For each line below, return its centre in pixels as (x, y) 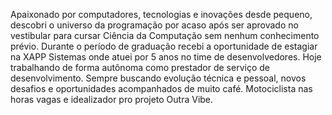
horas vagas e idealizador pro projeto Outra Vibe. (112, 99)
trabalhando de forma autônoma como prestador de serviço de (140, 67)
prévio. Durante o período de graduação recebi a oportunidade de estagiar (164, 46)
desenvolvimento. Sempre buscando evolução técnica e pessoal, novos (158, 78)
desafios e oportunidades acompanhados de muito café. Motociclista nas (161, 88)
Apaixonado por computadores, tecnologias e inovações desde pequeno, (161, 14)
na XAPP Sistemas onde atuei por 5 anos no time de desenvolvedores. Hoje (166, 57)
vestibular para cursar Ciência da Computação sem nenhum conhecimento (165, 35)
